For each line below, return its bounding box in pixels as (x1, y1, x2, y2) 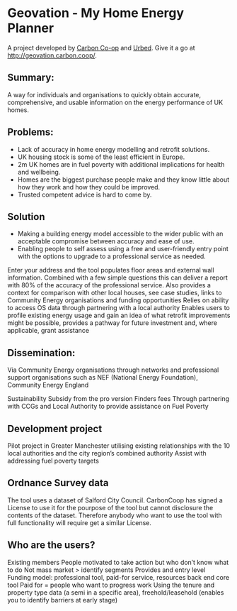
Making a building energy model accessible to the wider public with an (17, 229, 224, 238)
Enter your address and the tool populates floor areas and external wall (7, 266, 214, 275)
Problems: (7, 126, 54, 138)
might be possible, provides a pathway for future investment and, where (7, 319, 218, 327)
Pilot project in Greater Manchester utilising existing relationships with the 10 (7, 441, 231, 450)
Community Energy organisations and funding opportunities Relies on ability (7, 296, 229, 304)
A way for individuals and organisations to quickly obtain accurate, (7, 90, 202, 99)
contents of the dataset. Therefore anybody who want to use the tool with (7, 511, 223, 519)
